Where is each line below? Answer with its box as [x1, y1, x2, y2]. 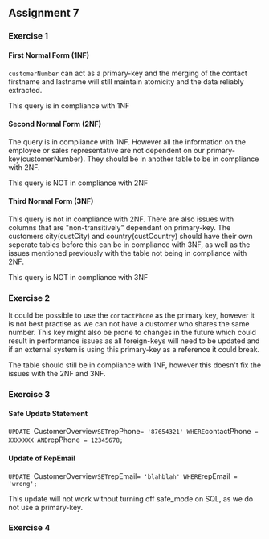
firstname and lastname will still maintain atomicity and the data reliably [8, 76, 244, 87]
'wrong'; [8, 480, 38, 488]
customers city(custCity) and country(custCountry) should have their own [8, 231, 253, 241]
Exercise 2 [8, 292, 51, 303]
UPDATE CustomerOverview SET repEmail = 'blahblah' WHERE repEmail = [8, 471, 238, 480]
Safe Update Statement [8, 408, 88, 418]
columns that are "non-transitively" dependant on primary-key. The [8, 222, 231, 232]
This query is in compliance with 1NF [8, 100, 130, 111]
